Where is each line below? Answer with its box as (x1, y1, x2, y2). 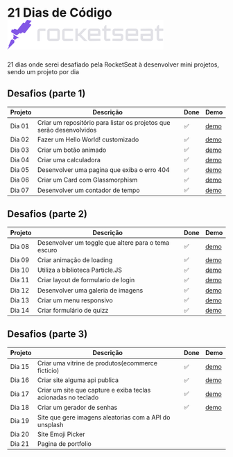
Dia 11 (10, 276, 30, 284)
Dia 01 (10, 122, 30, 130)
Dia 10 (10, 266, 30, 275)
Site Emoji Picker (37, 430, 85, 438)
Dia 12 (10, 286, 30, 294)
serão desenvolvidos (37, 126, 97, 134)
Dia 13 (10, 296, 30, 304)
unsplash (37, 420, 64, 429)
